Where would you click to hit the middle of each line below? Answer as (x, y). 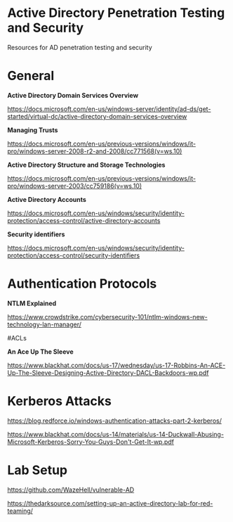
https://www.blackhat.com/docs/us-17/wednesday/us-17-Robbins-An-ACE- (116, 365)
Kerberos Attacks (60, 401)
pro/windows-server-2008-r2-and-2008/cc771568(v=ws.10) (95, 151)
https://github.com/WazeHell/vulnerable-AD (71, 490)
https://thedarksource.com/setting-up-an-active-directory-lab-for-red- (110, 503)
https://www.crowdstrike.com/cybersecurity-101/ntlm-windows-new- (108, 317)
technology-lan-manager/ (45, 324)
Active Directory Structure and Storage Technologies (86, 165)
